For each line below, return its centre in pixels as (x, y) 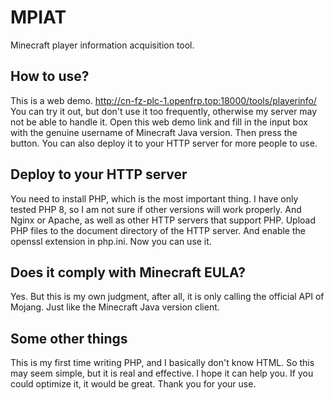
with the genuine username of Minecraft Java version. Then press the (154, 132)
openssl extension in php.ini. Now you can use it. (111, 241)
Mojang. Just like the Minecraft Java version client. (115, 307)
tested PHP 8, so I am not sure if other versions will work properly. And (156, 209)
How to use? (50, 76)
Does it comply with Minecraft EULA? (128, 272)
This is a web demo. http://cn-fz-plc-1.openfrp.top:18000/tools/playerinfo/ (163, 100)
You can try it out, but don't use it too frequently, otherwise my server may (164, 111)
